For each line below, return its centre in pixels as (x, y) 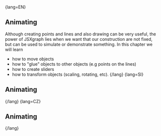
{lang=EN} (16, 7)
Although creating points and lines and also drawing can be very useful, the (80, 34)
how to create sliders (33, 69)
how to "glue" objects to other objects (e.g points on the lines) (74, 64)
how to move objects (33, 59)
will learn (14, 49)
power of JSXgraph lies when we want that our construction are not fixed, (79, 39)
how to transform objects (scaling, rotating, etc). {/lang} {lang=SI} (78, 74)
